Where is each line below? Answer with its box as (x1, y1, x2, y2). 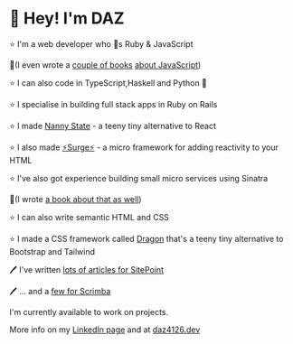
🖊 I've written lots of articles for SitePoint (9, 264, 165, 274)
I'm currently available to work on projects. (9, 306, 169, 317)
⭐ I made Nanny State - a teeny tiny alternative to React (9, 120, 217, 131)
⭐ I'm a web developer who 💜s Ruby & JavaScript (9, 38, 194, 49)
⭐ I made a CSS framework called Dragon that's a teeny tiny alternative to (9, 233, 284, 244)
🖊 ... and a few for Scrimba (9, 285, 111, 296)
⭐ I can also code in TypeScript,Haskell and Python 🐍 (9, 77, 208, 88)
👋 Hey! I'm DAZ (9, 8, 125, 29)
